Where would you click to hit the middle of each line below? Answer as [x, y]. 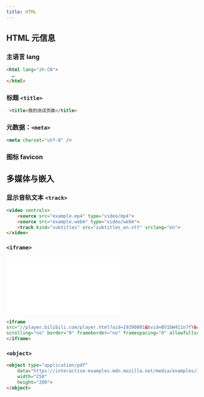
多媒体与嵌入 [30, 179]
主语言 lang [23, 56]
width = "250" [32, 377]
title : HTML [21, 12]
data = [24, 371]
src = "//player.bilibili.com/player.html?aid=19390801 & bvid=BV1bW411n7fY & [102, 327]
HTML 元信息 [31, 38]
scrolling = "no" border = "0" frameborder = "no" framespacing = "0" [87, 333]
